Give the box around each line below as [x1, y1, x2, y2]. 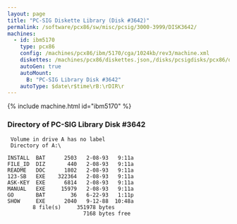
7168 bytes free [83, 210, 131, 217]
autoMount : [20, 69, 52, 76]
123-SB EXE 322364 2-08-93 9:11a [7, 172, 134, 180]
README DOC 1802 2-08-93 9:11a [7, 167, 134, 174]
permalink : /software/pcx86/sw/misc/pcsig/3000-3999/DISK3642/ [7, 23, 197, 30]
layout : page [7, 10, 46, 18]
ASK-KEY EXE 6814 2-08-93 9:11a [7, 179, 134, 186]
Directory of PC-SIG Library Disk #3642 [7, 119, 146, 129]
